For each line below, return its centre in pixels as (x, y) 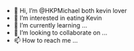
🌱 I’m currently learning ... (50, 25)
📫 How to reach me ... (46, 40)
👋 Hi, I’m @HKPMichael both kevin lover (70, 11)
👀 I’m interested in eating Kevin (58, 18)
